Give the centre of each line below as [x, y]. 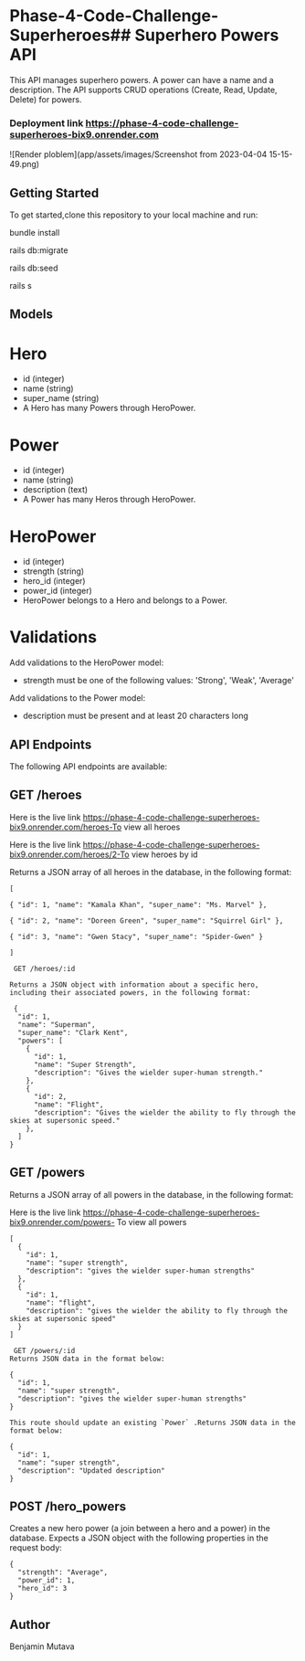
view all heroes [152, 827]
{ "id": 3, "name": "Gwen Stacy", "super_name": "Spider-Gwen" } [136, 936]
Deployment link [47, 122]
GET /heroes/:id [44, 968]
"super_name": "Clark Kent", [73, 1032]
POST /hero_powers [68, 1507]
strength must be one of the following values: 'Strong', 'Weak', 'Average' [158, 681]
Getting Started [54, 193]
